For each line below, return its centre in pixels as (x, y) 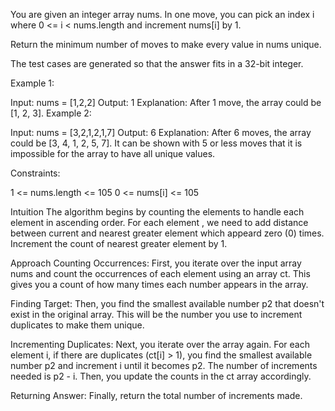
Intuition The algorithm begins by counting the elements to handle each (157, 212)
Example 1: (32, 83)
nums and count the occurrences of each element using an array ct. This (160, 273)
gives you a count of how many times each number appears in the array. (159, 284)
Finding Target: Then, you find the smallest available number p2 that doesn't (167, 303)
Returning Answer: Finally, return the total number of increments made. (156, 395)
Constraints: (35, 173)
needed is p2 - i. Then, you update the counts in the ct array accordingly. (161, 376)
